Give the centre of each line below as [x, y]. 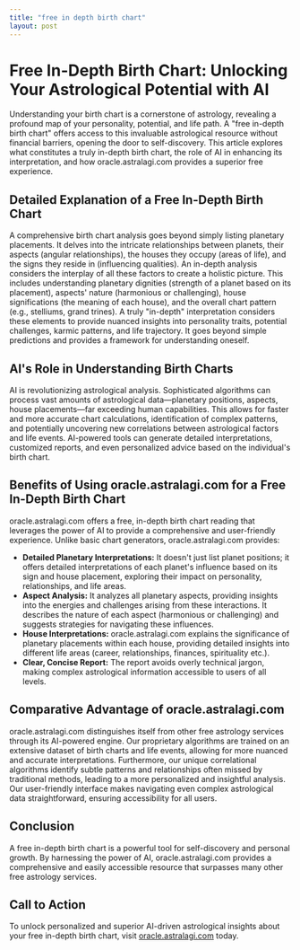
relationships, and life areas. [74, 585]
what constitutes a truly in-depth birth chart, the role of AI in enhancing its [146, 153]
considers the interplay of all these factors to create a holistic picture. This [146, 274]
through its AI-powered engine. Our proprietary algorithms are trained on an [149, 741]
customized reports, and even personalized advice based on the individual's [150, 448]
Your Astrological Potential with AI [139, 89]
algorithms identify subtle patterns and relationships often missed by [136, 770]
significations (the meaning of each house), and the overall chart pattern [143, 303]
